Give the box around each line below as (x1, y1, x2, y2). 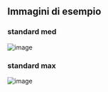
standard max (7, 60, 57, 70)
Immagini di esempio (7, 6, 102, 18)
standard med (7, 27, 57, 37)
